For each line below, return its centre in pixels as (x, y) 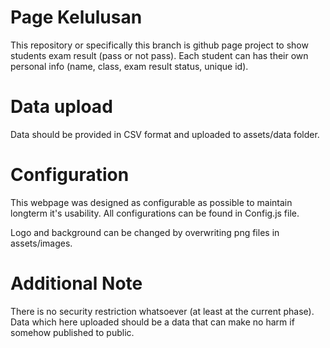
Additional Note (76, 283)
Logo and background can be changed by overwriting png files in (145, 232)
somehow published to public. (72, 332)
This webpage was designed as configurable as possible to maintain (151, 202)
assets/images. (41, 243)
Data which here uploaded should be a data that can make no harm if (152, 322)
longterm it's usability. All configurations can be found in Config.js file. (155, 213)
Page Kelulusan (76, 17)
